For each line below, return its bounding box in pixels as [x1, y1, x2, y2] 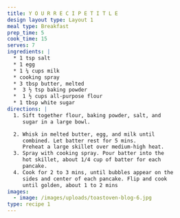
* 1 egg [13, 61, 36, 68]
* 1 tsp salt [13, 55, 51, 62]
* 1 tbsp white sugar [13, 99, 76, 106]
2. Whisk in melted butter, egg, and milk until [13, 131, 155, 138]
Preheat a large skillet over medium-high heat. [22, 143, 165, 151]
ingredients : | [7, 49, 51, 56]
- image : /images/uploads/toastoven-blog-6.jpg [13, 195, 153, 202]
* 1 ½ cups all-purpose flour [13, 93, 103, 100]
